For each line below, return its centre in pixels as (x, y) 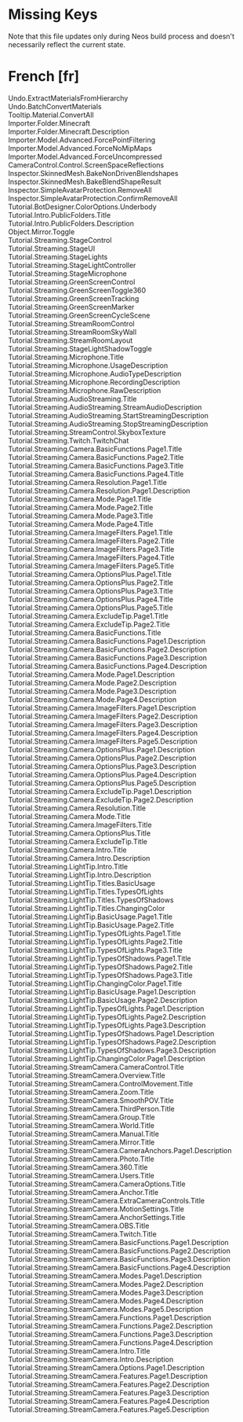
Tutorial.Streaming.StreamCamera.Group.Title (82, 1117)
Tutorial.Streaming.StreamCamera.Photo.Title (81, 1159)
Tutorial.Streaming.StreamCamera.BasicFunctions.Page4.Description (120, 1267)
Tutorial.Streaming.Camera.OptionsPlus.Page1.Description (102, 749)
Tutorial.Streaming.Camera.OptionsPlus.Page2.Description (103, 758)
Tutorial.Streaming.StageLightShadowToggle (80, 348)
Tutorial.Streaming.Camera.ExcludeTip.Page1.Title (88, 615)
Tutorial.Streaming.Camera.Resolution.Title (77, 808)
